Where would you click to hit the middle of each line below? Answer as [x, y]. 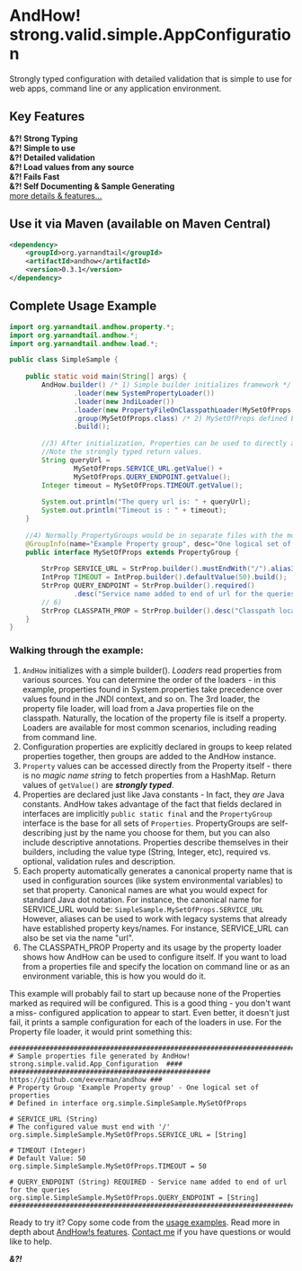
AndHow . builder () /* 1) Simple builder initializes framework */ [167, 385]
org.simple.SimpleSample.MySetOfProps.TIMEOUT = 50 [108, 1166]
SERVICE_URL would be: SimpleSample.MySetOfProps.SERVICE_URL [143, 908]
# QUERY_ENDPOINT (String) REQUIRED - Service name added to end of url [148, 1182]
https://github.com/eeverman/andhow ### [86, 1079]
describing [42, 832]
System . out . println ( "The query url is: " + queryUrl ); [147, 502]
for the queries [40, 1190]
